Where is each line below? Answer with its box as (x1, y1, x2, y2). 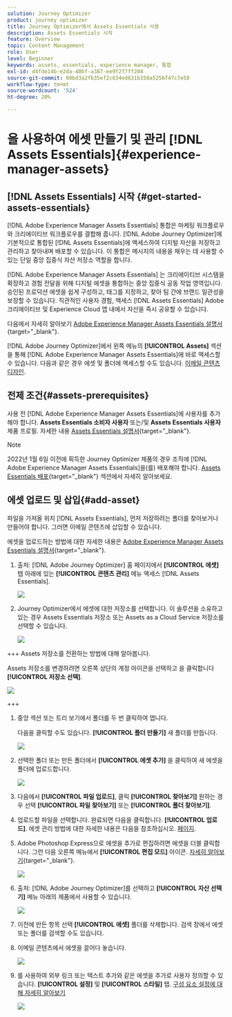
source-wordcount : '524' (7, 87, 79, 94)
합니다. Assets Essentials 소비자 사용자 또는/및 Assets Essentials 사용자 (19, 418, 221, 426)
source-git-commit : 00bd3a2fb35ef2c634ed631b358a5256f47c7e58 (7, 74, 190, 82)
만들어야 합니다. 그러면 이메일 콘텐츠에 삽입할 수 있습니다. (7, 523, 162, 531)
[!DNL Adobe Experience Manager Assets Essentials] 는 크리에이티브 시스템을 (7, 270, 224, 279)
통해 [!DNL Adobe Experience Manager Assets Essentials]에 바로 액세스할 (14, 351, 221, 358)
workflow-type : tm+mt (7, 81, 70, 88)
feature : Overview (7, 36, 60, 43)
